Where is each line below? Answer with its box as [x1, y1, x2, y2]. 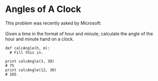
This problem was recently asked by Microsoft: [5, 20, 102, 26]
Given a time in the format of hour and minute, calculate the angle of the [5, 30, 154, 36]
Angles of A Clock [5, 3, 81, 15]
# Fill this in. [9, 50, 43, 55]
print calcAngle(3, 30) [5, 58, 55, 63]
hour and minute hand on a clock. [5, 36, 74, 42]
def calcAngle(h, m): [5, 45, 50, 50]
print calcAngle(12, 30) [5, 67, 57, 72]
